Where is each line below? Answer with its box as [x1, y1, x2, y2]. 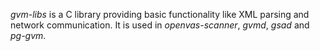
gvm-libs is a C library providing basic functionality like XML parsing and [10, 9, 310, 20]
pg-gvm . [10, 30, 47, 41]
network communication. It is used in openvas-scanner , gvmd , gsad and [10, 19, 310, 31]
